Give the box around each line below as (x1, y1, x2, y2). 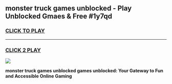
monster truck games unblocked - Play (5, 4, 132, 13)
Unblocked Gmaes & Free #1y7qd (5, 12, 113, 21)
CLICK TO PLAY (5, 27, 45, 35)
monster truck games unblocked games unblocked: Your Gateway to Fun (5, 67, 164, 73)
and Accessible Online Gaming (5, 73, 72, 79)
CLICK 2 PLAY (5, 46, 41, 53)
